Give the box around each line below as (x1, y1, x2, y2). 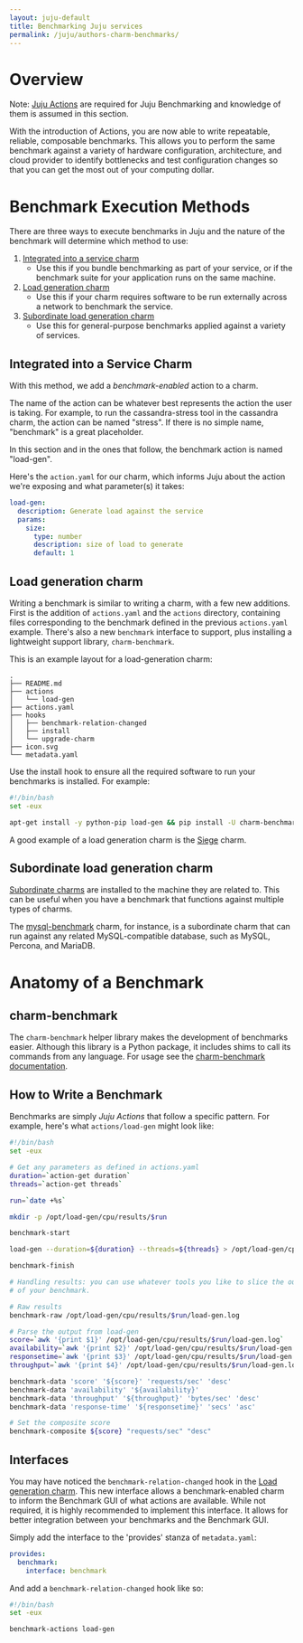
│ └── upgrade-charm (9, 734, 95, 743)
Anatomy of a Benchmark (9, 972, 205, 993)
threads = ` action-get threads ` (9, 1179, 124, 1189)
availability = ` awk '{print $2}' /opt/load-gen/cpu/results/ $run (9, 1344, 256, 1353)
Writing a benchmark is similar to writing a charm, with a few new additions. (9, 598, 290, 609)
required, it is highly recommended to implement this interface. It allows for (9, 1505, 289, 1516)
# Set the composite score (9, 1419, 111, 1428)
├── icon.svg (9, 742, 59, 751)
